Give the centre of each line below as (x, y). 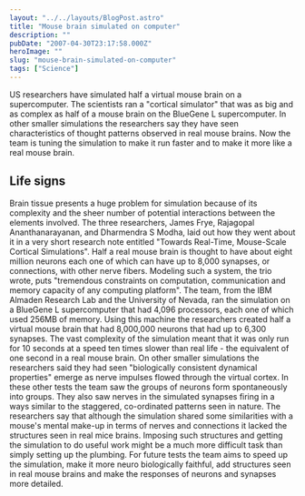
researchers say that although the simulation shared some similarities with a (151, 416)
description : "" (40, 35)
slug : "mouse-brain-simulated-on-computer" (93, 60)
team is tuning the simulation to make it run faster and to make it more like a (151, 143)
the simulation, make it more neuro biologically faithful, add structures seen (151, 464)
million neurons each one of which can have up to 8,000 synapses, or (140, 261)
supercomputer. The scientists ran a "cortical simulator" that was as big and (151, 104)
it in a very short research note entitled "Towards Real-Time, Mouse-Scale (148, 241)
